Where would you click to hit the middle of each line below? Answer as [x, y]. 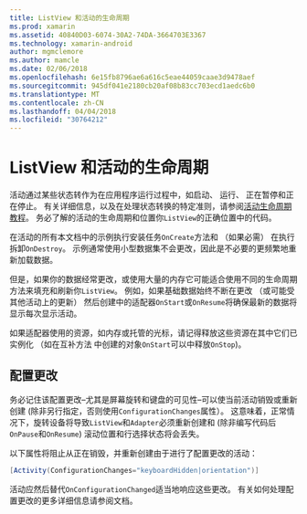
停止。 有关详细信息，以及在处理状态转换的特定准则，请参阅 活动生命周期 [154, 206]
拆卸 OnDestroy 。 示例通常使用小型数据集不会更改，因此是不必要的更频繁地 [149, 248]
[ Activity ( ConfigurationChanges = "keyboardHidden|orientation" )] [134, 470]
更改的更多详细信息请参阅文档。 [77, 500]
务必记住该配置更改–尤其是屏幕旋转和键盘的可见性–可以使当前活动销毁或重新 [153, 399]
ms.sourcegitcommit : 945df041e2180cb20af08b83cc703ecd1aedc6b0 [132, 86]
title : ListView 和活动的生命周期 [69, 18]
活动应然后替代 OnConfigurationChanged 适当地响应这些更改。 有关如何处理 [148, 488]
